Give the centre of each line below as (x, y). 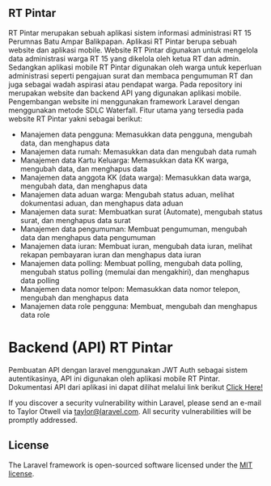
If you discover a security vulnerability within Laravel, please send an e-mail (135, 403)
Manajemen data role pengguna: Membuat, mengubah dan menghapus (138, 306)
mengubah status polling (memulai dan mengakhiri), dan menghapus (135, 272)
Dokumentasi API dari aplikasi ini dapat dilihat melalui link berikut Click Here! (136, 387)
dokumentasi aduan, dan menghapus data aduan (102, 203)
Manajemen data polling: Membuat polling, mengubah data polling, (131, 263)
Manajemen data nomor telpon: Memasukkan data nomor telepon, (130, 289)
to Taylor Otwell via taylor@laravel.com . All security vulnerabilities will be (130, 411)
